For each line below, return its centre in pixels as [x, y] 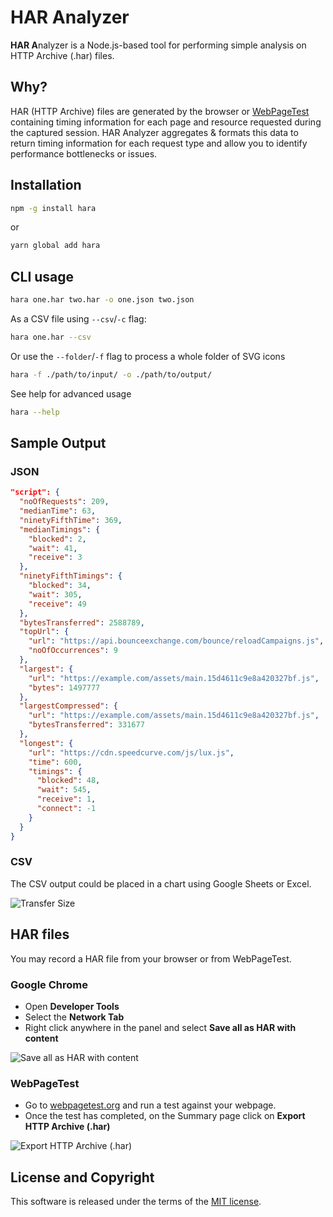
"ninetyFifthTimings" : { [71, 576]
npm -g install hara [53, 208]
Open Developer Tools [72, 1006]
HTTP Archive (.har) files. [62, 55]
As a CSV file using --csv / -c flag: [78, 319]
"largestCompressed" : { [68, 706]
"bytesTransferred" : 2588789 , [82, 622]
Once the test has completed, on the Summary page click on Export [165, 1116]
